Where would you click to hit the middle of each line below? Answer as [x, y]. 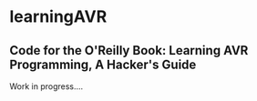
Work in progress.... [46, 86]
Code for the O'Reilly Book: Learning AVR [129, 50]
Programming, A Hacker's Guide [103, 64]
